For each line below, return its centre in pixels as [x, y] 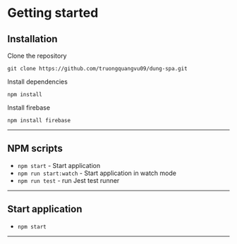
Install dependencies [38, 82]
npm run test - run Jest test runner [68, 180]
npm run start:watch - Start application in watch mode [97, 173]
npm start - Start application [59, 165]
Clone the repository [37, 56]
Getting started [53, 13]
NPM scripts [35, 149]
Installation [32, 39]
